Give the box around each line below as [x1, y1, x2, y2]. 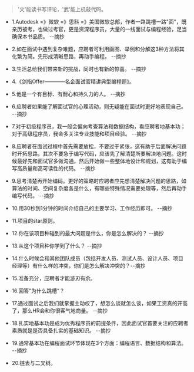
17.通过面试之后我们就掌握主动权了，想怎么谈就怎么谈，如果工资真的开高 [11, 300, 188, 307]
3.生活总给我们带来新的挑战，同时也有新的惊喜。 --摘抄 [11, 65, 146, 73]
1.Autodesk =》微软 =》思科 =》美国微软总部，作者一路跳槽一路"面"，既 [11, 18, 187, 25]
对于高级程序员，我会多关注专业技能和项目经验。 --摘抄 [11, 130, 147, 137]
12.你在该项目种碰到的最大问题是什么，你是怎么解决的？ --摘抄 [11, 230, 164, 236]
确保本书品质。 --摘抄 [11, 33, 65, 40]
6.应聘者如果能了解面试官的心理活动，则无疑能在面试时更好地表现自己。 [11, 103, 187, 110]
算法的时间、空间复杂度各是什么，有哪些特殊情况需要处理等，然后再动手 [11, 185, 187, 192]
